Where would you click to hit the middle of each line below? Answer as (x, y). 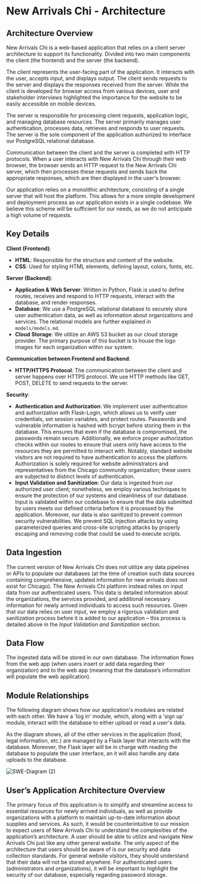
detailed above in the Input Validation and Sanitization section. (83, 624)
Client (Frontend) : (29, 248)
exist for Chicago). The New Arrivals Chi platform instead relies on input (95, 586)
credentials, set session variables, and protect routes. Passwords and (100, 419)
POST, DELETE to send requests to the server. (71, 383)
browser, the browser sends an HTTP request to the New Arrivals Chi (92, 165)
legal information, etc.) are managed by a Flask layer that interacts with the (98, 741)
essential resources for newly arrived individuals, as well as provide (89, 811)
